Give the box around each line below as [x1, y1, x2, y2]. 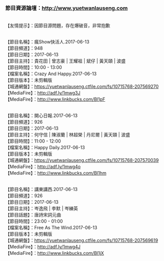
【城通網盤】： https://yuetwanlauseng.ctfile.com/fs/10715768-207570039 [5, 157, 159, 163]
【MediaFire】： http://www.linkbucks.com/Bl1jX [5, 250, 104, 256]
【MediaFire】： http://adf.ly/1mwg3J [5, 90, 80, 96]
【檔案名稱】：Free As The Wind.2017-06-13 [5, 225, 98, 231]
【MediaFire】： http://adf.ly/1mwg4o [5, 163, 81, 170]
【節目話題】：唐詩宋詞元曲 [5, 212, 61, 218]
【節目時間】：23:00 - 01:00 [5, 218, 63, 224]
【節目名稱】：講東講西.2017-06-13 [5, 186, 78, 193]
